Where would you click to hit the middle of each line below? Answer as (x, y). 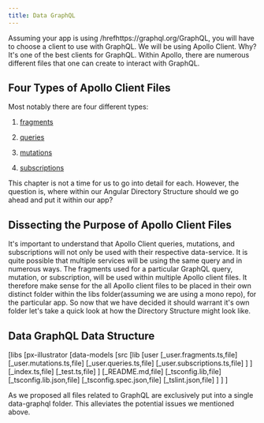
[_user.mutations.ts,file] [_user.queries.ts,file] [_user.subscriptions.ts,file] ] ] (130, 363)
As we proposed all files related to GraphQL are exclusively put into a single (131, 395)
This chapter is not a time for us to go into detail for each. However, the (124, 183)
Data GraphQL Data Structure (82, 336)
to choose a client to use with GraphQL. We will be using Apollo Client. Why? (132, 46)
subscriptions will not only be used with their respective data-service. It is (128, 253)
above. (19, 412)
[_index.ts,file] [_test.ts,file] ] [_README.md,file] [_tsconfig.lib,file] (115, 372)
